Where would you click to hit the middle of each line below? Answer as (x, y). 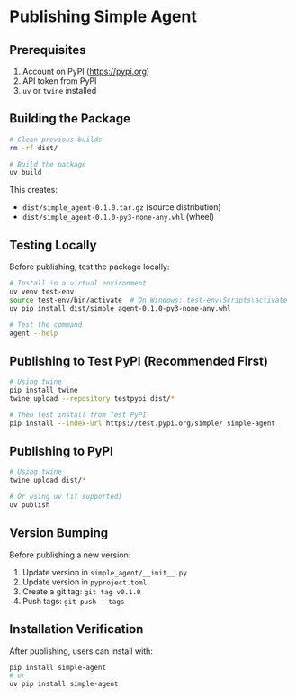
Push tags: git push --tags (73, 601)
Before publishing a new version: (70, 555)
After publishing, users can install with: (81, 651)
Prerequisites (48, 50)
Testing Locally (53, 245)
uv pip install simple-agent (64, 684)
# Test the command (46, 325)
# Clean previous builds (56, 140)
